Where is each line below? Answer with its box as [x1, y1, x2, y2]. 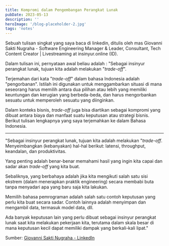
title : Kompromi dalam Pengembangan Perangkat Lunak [5, 7, 118, 13]
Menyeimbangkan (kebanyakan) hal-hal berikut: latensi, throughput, [5, 143, 146, 149]
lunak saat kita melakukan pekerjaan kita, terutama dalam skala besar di [5, 220, 154, 226]
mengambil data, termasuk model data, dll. [5, 205, 94, 211]
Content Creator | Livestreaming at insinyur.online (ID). [5, 51, 118, 57]
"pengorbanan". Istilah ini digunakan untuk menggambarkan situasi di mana [5, 81, 162, 87]
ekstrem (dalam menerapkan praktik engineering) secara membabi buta [5, 179, 154, 185]
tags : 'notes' [5, 26, 35, 31]
